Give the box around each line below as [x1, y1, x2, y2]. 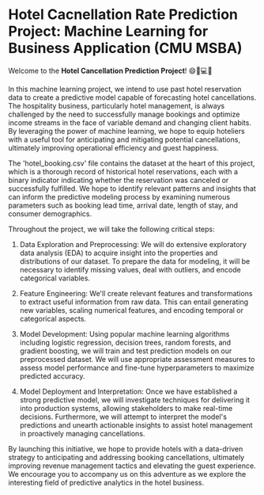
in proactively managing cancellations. [19, 428, 145, 438]
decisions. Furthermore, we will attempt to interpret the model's [19, 412, 228, 421]
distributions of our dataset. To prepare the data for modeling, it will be [19, 256, 251, 266]
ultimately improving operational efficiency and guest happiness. [8, 143, 219, 152]
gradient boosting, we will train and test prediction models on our [19, 346, 232, 356]
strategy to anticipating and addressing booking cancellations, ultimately [8, 452, 245, 462]
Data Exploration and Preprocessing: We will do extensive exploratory [19, 239, 247, 249]
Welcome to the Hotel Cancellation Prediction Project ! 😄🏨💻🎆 [8, 66, 213, 75]
